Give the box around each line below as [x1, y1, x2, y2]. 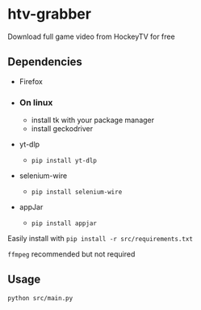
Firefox [19, 76, 44, 86]
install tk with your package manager [31, 115, 155, 125]
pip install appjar [31, 219, 98, 227]
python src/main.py [7, 294, 73, 302]
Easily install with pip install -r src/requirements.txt [7, 234, 193, 244]
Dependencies [7, 55, 82, 69]
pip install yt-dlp [31, 157, 98, 165]
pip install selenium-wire [31, 188, 123, 197]
